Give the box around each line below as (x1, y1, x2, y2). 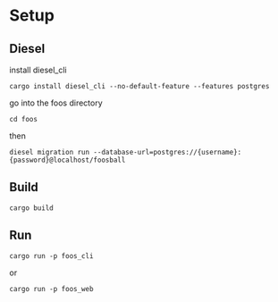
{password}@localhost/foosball (9, 155, 126, 164)
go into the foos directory (9, 97, 103, 108)
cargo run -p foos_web (9, 284, 94, 293)
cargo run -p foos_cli (9, 251, 94, 260)
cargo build (9, 203, 54, 213)
